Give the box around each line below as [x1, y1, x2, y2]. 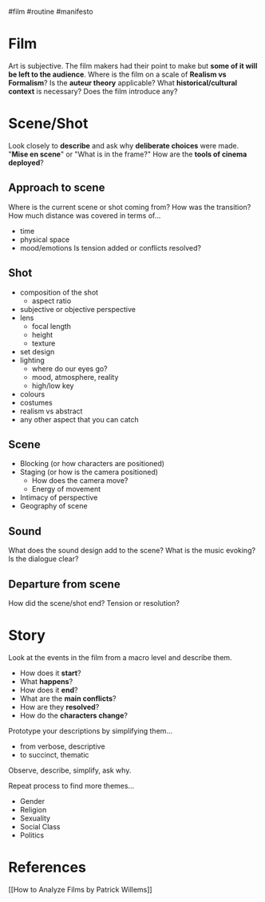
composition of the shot [19, 287, 98, 297]
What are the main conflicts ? [19, 694, 117, 703]
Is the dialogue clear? [8, 554, 79, 564]
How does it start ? [19, 668, 81, 678]
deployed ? [8, 157, 44, 167]
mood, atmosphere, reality [31, 372, 119, 382]
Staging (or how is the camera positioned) [19, 467, 158, 477]
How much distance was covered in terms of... [8, 211, 161, 220]
